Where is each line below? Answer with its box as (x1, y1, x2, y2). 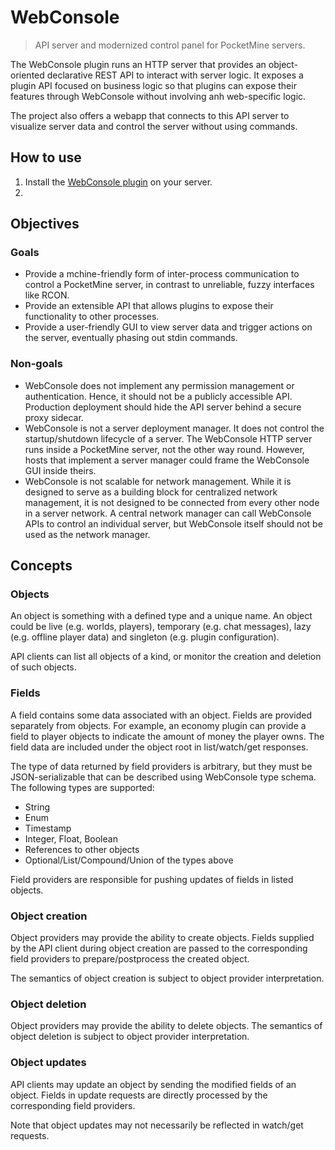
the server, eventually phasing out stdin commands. (24, 332, 238, 344)
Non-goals (10, 357, 63, 371)
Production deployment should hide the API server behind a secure (24, 401, 302, 413)
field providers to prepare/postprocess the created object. (10, 953, 250, 965)
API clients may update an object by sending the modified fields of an (10, 1078, 297, 1090)
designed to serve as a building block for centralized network (24, 486, 278, 498)
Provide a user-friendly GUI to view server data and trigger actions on (24, 321, 313, 333)
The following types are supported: (10, 781, 155, 793)
